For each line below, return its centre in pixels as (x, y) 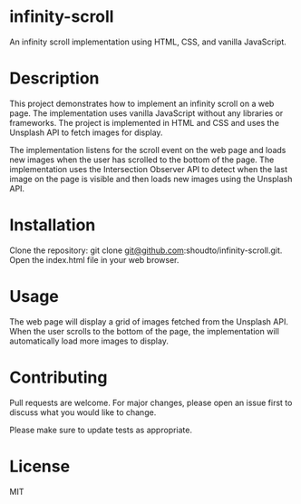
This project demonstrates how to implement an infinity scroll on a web (142, 103)
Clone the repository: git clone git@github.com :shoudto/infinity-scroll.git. (146, 250)
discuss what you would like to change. (83, 412)
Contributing (58, 377)
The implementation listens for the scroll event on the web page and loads (148, 150)
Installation (53, 225)
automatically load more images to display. (89, 341)
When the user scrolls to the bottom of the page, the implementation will (144, 331)
